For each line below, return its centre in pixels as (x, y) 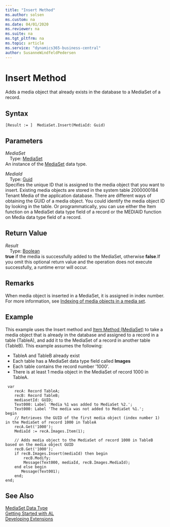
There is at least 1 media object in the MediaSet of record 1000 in (80, 372)
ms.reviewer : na (22, 29)
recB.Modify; (37, 458)
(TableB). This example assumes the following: (54, 345)
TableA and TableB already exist (46, 356)
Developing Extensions (29, 519)
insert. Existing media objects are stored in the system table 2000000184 (82, 190)
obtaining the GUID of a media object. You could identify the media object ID (85, 201)
